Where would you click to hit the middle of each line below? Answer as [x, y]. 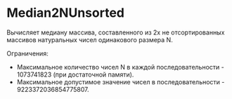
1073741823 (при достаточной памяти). [75, 74]
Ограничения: [27, 53]
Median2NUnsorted [65, 13]
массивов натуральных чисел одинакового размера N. [90, 39]
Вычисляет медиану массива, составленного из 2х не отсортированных [116, 32]
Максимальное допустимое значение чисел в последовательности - [121, 81]
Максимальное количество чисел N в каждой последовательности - [120, 67]
